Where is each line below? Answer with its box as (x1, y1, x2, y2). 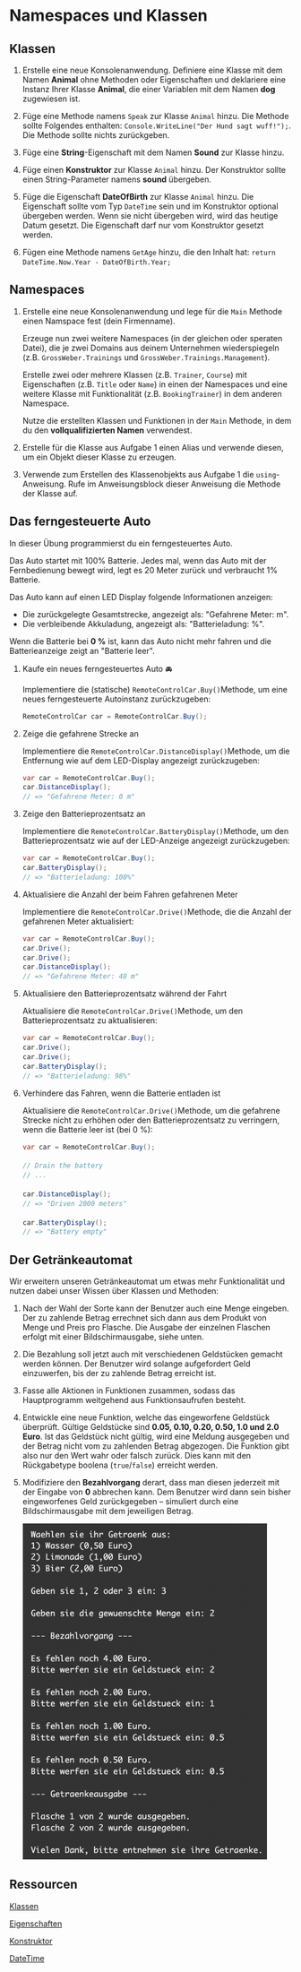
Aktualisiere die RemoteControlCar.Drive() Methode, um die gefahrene (21, 1105, 280, 1115)
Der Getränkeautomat (9, 1252, 133, 1268)
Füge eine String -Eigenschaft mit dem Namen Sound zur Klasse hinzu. (21, 147, 285, 158)
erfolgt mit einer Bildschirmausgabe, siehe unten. (21, 1331, 204, 1342)
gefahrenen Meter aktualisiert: (21, 916, 134, 926)
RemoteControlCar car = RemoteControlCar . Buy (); (21, 711, 208, 721)
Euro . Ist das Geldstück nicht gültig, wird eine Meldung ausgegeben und (21, 1431, 289, 1442)
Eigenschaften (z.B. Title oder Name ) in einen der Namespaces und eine (21, 378, 288, 390)
